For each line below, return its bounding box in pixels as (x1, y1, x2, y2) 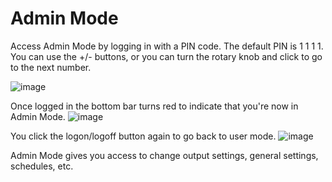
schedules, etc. (10, 160, 74, 172)
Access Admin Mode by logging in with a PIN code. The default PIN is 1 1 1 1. (10, 40, 324, 52)
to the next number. (10, 61, 92, 73)
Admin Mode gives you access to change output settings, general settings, (10, 149, 319, 161)
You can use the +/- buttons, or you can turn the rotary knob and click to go (10, 50, 323, 62)
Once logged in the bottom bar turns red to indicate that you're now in (10, 100, 299, 112)
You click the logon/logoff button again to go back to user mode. (10, 130, 277, 142)
